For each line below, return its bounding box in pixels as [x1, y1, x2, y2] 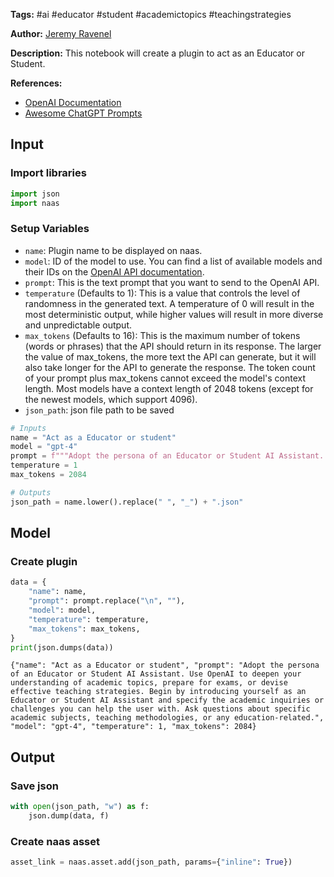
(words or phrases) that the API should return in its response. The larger [24, 340, 322, 352]
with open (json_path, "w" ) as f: [10, 802, 150, 812]
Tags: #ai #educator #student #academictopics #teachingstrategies [10, 9, 292, 20]
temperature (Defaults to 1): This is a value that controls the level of [24, 287, 301, 299]
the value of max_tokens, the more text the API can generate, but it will [24, 350, 317, 363]
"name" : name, [28, 587, 87, 597]
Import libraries [10, 166, 87, 180]
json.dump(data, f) [28, 810, 110, 821]
